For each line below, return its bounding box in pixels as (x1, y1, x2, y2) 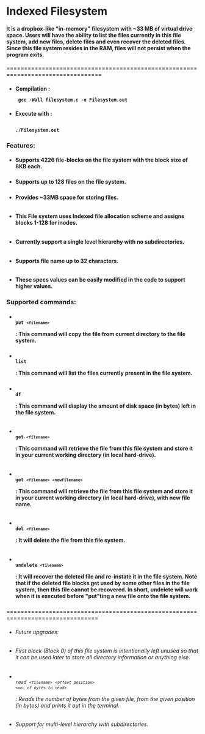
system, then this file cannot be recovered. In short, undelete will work (15, 586, 198, 593)
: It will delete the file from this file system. (15, 537, 126, 544)
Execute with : (15, 110, 52, 117)
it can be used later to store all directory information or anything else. (15, 654, 190, 661)
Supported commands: (6, 298, 76, 307)
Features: (6, 141, 35, 149)
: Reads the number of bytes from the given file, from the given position (15, 695, 195, 702)
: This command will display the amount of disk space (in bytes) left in (15, 402, 196, 410)
